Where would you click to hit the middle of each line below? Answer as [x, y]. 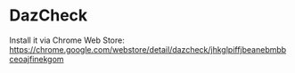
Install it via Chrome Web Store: [67, 40]
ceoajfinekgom [37, 59]
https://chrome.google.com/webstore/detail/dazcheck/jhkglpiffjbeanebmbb [148, 49]
